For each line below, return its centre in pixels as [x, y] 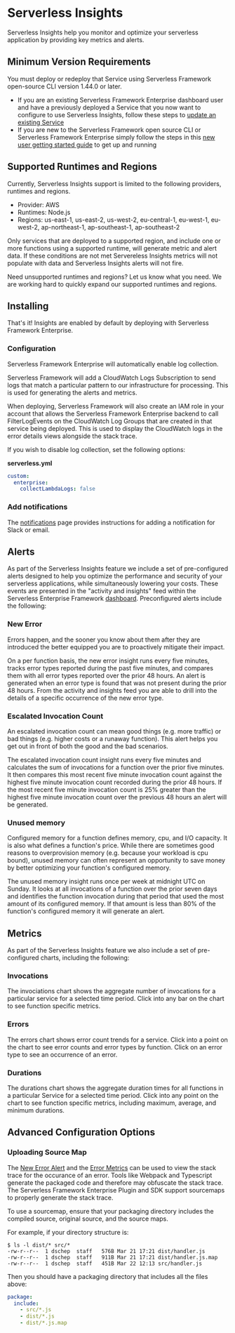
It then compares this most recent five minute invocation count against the [115, 775]
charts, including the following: [85, 958]
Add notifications [38, 507]
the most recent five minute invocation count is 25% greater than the [107, 790]
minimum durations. [36, 1110]
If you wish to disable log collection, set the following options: [96, 449]
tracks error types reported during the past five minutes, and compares [110, 668]
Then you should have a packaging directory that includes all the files [108, 1276]
